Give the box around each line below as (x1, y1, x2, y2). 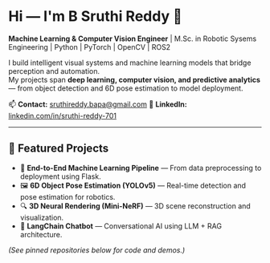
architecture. (19, 229, 63, 239)
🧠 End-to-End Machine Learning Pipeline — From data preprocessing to (19, 163, 262, 172)
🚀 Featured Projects (8, 142, 109, 156)
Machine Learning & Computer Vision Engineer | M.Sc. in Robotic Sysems (8, 34, 257, 43)
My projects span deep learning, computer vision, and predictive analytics (8, 75, 261, 84)
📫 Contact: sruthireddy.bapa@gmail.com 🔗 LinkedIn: (8, 99, 187, 109)
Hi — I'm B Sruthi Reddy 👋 (8, 7, 182, 26)
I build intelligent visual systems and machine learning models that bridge (8, 58, 252, 67)
